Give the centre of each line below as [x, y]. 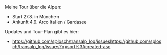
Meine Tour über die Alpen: [33, 7]
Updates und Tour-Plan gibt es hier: [42, 32]
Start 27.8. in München [35, 17]
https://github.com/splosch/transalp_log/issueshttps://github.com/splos [87, 41]
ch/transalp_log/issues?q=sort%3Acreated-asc [61, 47]
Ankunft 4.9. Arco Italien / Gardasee [49, 22]
